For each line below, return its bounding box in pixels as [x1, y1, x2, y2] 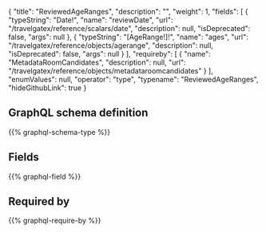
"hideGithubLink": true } [8, 83, 87, 93]
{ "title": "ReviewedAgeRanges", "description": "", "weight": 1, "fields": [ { [8, 7, 248, 16]
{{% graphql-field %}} [8, 172, 81, 181]
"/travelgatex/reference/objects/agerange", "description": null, [8, 41, 214, 50]
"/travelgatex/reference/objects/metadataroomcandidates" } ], [8, 66, 213, 75]
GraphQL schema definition [8, 106, 149, 120]
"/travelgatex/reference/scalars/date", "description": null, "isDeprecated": [8, 24, 251, 33]
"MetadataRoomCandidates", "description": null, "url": [8, 57, 186, 67]
